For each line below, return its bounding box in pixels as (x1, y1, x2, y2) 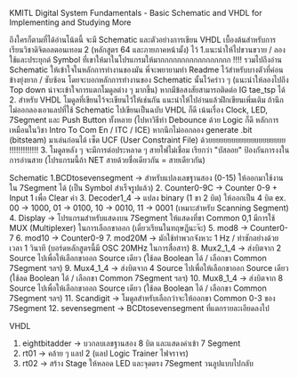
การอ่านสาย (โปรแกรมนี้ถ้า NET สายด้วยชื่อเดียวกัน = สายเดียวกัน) (9, 155, 206, 165)
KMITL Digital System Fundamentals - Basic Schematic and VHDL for (9, 8, 262, 18)
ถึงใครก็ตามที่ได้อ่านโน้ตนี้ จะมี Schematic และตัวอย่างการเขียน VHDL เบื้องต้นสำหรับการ (9, 35, 277, 45)
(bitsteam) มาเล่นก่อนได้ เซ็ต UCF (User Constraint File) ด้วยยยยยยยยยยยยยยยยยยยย (9, 135, 286, 145)
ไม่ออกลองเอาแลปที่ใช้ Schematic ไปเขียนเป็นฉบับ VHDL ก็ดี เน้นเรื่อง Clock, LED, (9, 104, 269, 115)
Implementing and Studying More (9, 17, 132, 28)
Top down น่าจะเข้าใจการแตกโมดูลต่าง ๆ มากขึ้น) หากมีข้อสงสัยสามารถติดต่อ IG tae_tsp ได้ (9, 85, 286, 94)
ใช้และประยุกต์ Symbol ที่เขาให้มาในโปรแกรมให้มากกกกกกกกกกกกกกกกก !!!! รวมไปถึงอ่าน (9, 54, 282, 65)
